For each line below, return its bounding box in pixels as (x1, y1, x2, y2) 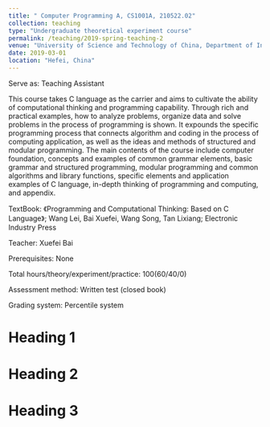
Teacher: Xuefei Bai (8, 238, 74, 247)
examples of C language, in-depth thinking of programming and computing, (8, 179, 259, 189)
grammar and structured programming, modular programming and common (8, 162, 259, 172)
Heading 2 (8, 365, 79, 384)
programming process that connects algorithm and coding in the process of (8, 128, 260, 137)
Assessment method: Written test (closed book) (8, 284, 166, 294)
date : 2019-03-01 (8, 49, 67, 57)
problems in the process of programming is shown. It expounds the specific (8, 120, 259, 129)
